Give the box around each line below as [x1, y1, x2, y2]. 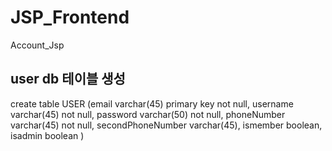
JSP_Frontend [10, 6, 130, 29]
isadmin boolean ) [10, 129, 85, 141]
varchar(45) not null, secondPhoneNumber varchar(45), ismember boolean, [10, 119, 323, 131]
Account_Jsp [10, 39, 65, 51]
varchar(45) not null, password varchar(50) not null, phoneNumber [10, 108, 286, 120]
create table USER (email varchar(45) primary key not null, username [10, 97, 294, 110]
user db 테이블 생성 [10, 71, 126, 88]
